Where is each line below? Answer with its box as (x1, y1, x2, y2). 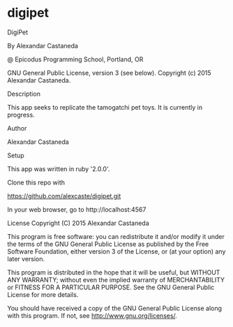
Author (7, 124, 27, 132)
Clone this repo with (7, 178, 65, 187)
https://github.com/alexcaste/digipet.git (7, 191, 121, 200)
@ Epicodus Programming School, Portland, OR (7, 54, 144, 64)
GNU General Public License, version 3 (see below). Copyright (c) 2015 (7, 68, 211, 77)
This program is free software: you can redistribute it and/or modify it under (7, 232, 225, 240)
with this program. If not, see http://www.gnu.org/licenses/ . (7, 311, 178, 319)
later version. (7, 254, 45, 263)
